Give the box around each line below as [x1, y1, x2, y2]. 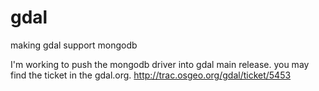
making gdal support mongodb [10, 39, 138, 51]
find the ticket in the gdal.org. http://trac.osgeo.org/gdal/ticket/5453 [10, 69, 292, 81]
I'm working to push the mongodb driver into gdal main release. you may [10, 58, 310, 70]
